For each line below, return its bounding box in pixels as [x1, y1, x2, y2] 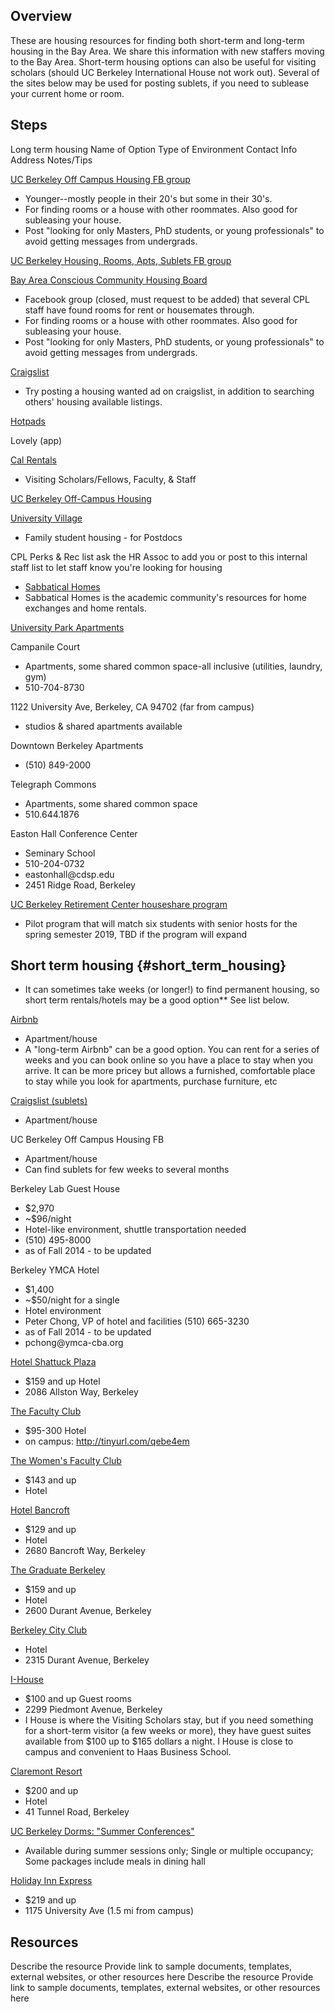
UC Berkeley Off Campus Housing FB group [10, 173, 191, 185]
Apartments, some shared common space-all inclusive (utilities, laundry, [24, 660, 323, 672]
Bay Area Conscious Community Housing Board [10, 274, 208, 286]
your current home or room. [10, 87, 125, 99]
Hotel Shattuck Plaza [10, 1356, 97, 1368]
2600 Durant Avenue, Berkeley [24, 1605, 152, 1617]
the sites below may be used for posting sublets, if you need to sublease [10, 77, 310, 89]
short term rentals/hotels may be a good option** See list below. [24, 994, 290, 1006]
